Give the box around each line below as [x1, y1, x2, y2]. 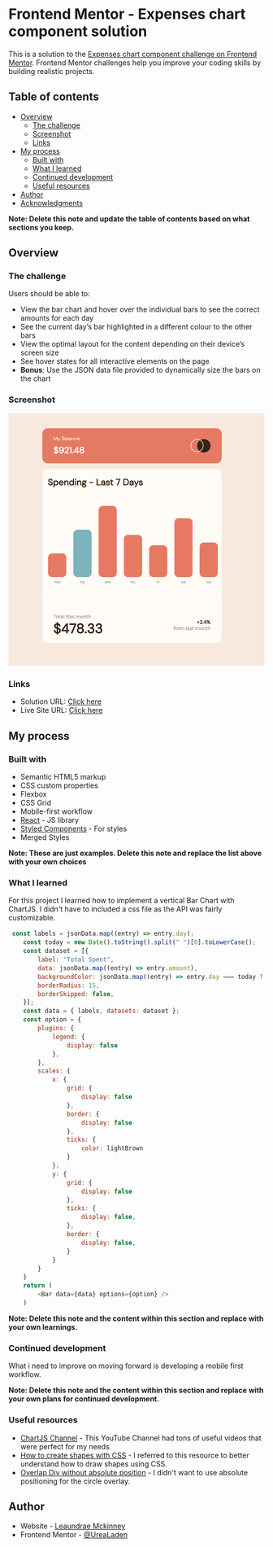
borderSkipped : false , [37, 990, 115, 998]
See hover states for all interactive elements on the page [19, 356, 210, 366]
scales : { [37, 1067, 71, 1075]
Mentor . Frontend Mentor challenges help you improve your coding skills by [8, 58, 262, 68]
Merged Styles [19, 832, 70, 842]
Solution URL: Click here [19, 697, 102, 706]
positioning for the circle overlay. [19, 1476, 131, 1486]
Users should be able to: [8, 289, 91, 299]
